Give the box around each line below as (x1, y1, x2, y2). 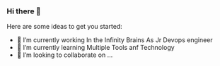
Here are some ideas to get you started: (6, 22, 123, 31)
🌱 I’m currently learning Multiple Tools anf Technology (16, 44, 175, 52)
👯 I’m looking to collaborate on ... (16, 51, 113, 59)
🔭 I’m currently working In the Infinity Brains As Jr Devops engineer (16, 36, 213, 44)
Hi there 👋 (6, 6, 42, 16)
